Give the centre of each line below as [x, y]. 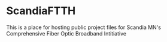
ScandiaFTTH [41, 11]
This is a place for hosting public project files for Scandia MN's [84, 27]
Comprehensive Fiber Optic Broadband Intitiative [66, 33]
